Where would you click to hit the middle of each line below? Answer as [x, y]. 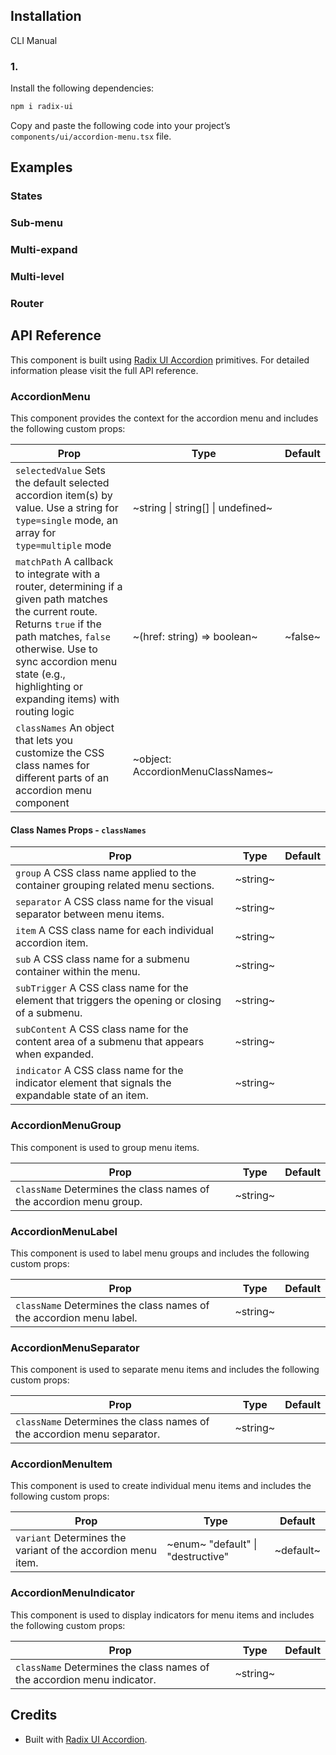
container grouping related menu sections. [115, 886]
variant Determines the [71, 1538]
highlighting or [49, 687]
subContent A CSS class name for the [102, 1029]
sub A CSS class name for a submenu [102, 959]
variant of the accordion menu [86, 1551]
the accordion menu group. [79, 1201]
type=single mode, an [67, 521]
